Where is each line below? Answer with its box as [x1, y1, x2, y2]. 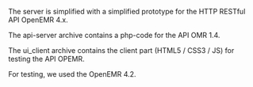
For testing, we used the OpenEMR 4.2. [8, 70, 136, 78]
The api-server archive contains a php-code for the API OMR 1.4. [8, 31, 220, 40]
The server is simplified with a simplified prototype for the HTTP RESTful [8, 7, 246, 16]
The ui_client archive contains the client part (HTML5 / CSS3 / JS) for [8, 46, 235, 55]
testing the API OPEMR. [8, 55, 85, 63]
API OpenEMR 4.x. [8, 15, 69, 25]
